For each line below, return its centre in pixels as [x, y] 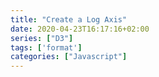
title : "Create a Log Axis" [69, 19]
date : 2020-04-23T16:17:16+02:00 [80, 29]
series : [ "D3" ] [42, 38]
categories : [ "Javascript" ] [69, 57]
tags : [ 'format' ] [46, 47]
